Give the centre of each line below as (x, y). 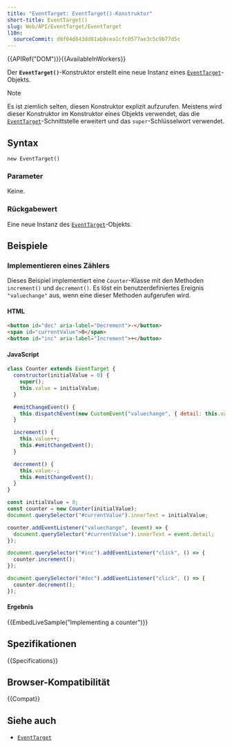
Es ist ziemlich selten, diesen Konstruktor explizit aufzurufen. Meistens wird (115, 106)
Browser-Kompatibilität (59, 683)
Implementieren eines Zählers (58, 265)
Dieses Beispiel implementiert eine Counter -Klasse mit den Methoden (105, 281)
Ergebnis (20, 607)
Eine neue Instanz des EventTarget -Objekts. (70, 224)
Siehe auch (32, 721)
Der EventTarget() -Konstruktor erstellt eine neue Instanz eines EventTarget (114, 73)
